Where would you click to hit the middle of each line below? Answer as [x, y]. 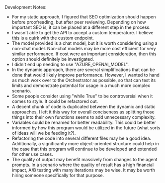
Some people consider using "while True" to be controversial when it [82, 96]
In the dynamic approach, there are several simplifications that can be [83, 70]
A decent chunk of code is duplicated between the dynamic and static [84, 107]
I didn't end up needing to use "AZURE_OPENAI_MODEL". [70, 64]
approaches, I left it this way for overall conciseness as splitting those [83, 112]
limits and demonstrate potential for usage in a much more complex [81, 86]
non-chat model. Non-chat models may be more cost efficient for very [84, 48]
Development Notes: [26, 7]
